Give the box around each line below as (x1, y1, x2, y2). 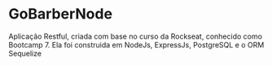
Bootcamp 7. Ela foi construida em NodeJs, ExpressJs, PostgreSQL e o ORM (8, 39, 265, 49)
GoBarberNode (8, 5, 112, 23)
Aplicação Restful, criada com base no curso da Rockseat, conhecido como (8, 31, 263, 41)
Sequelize (8, 48, 42, 58)
